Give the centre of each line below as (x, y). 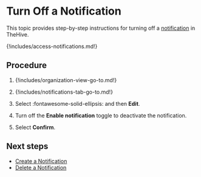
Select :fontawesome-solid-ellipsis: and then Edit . (77, 103)
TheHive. (18, 34)
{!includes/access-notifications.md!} (52, 46)
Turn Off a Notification (64, 11)
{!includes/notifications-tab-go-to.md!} (64, 92)
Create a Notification (41, 161)
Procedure (27, 65)
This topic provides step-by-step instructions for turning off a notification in (101, 28)
